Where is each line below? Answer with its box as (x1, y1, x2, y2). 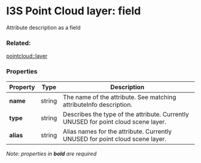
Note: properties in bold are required (6, 150, 97, 157)
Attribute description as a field (6, 24, 81, 31)
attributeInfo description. (62, 100, 133, 109)
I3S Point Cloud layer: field (6, 4, 141, 18)
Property (9, 82, 35, 91)
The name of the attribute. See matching (62, 93, 176, 101)
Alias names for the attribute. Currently (62, 127, 172, 136)
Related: (6, 39, 31, 47)
